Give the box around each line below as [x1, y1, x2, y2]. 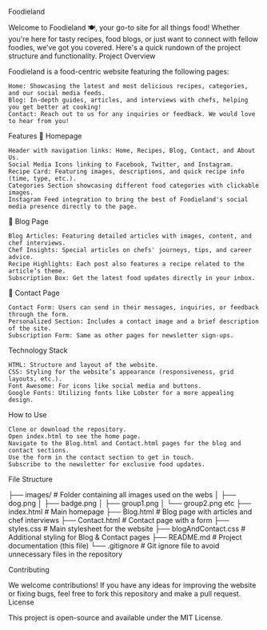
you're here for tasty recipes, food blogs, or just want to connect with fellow [8, 34, 258, 43]
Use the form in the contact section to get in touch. [8, 453, 195, 461]
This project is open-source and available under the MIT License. [8, 613, 223, 622]
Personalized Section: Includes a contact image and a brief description [8, 317, 260, 325]
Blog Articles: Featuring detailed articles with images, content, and [8, 232, 252, 240]
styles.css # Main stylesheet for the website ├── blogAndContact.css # [8, 524, 246, 533]
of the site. [8, 325, 52, 333]
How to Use [8, 410, 47, 419]
